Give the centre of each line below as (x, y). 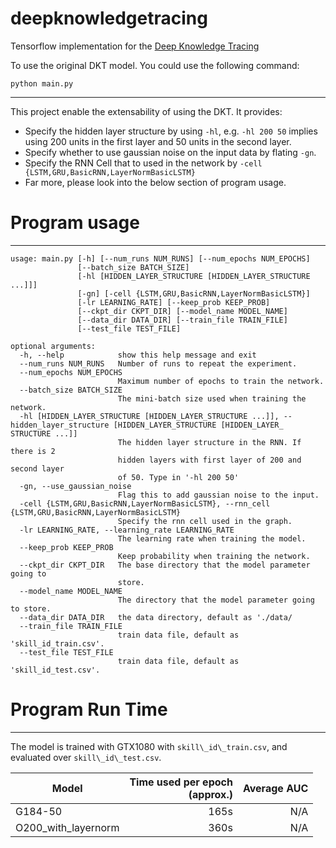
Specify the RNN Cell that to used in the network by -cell (143, 163)
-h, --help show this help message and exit (138, 355)
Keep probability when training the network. (214, 556)
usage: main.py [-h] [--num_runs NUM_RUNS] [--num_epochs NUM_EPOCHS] (160, 258)
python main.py (42, 83)
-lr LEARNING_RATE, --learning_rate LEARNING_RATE (127, 530)
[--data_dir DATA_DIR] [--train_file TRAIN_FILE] (182, 320)
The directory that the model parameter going (216, 600)
